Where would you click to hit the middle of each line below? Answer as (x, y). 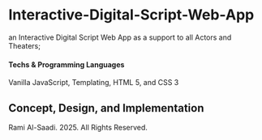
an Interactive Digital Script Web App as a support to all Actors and (120, 37)
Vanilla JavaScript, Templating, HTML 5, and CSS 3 (94, 83)
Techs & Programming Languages (67, 64)
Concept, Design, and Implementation (106, 108)
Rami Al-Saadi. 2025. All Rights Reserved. (78, 127)
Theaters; (24, 45)
